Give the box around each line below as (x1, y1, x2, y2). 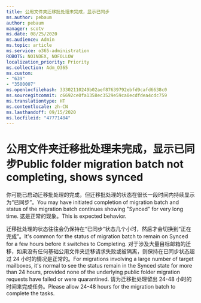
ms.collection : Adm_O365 (6, 64, 68, 71)
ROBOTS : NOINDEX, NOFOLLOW (6, 53, 74, 59)
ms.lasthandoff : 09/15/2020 (6, 109, 77, 115)
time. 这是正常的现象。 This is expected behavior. (6, 212, 127, 220)
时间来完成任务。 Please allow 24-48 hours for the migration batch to (6, 283, 176, 290)
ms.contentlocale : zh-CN (6, 103, 68, 110)
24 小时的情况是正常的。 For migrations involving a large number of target (13, 256, 194, 263)
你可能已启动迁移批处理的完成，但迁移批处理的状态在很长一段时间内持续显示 (6, 191, 195, 199)
